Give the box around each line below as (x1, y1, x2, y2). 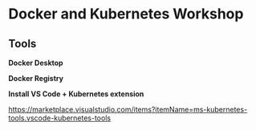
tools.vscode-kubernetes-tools (8, 113, 111, 123)
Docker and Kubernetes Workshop (8, 5, 244, 23)
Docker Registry (8, 74, 64, 83)
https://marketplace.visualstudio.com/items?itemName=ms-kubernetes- (8, 105, 248, 114)
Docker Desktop (8, 58, 63, 67)
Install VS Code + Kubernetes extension (8, 89, 144, 99)
